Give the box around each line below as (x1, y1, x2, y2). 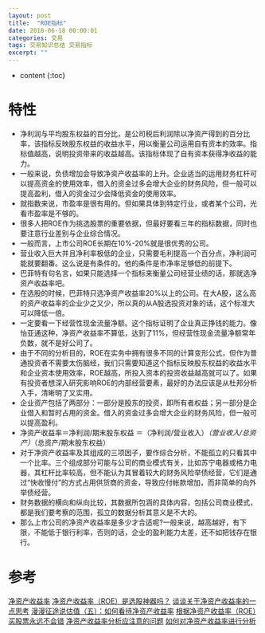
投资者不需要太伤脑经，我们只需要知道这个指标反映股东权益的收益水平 (26, 358, 257, 368)
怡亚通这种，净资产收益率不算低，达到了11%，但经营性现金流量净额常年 (19, 328, 256, 337)
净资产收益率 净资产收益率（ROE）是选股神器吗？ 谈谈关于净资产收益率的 (8, 596, 250, 606)
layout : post (8, 11, 52, 20)
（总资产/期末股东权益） (33, 438, 110, 447)
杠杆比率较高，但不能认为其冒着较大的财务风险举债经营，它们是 (41, 467, 251, 477)
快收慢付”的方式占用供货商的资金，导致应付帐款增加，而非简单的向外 (29, 478, 257, 487)
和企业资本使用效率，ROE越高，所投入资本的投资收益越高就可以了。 (19, 368, 244, 377)
